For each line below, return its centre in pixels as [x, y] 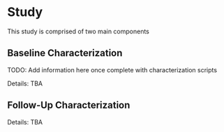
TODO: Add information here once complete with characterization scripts [112, 69]
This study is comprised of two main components [79, 31]
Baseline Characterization [65, 53]
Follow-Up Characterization [69, 105]
